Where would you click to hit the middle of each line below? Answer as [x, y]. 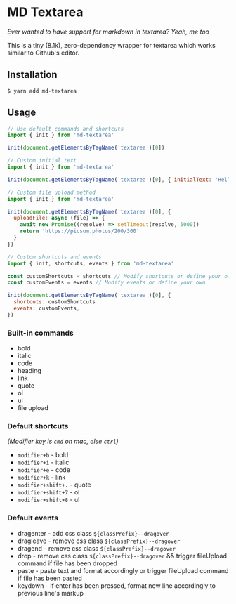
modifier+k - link [41, 478]
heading [29, 371]
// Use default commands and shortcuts [66, 129]
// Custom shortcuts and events [54, 257]
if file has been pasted [50, 578]
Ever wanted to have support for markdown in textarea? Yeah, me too [108, 32]
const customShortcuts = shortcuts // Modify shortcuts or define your [114, 276]
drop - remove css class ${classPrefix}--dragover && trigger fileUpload [122, 556]
